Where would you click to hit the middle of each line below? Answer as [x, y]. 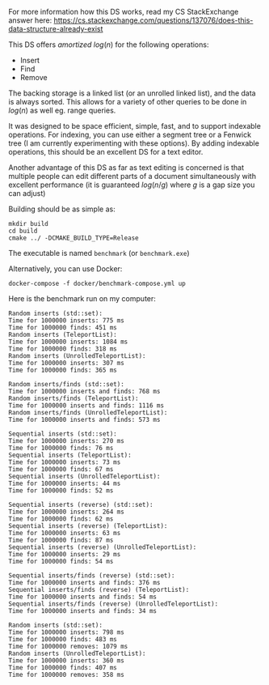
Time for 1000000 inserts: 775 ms [67, 321]
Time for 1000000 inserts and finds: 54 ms [83, 597]
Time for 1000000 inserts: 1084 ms [68, 342]
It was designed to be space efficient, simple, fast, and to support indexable [134, 126]
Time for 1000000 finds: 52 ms [61, 491]
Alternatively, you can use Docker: [65, 269]
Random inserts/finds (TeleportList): [74, 398]
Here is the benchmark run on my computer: [82, 298]
